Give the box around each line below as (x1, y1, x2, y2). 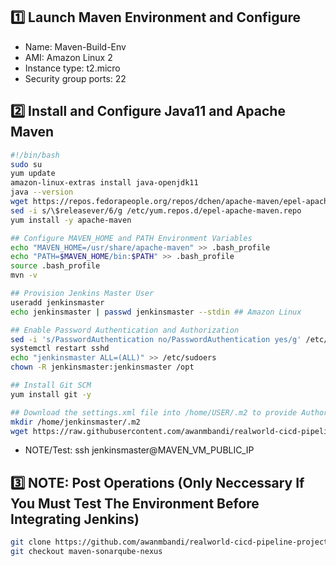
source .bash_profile (10, 261, 101, 271)
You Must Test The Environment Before (10, 495, 260, 512)
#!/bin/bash (10, 150, 60, 160)
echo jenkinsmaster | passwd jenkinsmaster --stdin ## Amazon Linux (10, 307, 302, 317)
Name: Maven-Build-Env (24, 40, 127, 53)
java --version (10, 187, 74, 198)
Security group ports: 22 (24, 72, 127, 84)
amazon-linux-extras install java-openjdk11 (10, 178, 199, 188)
